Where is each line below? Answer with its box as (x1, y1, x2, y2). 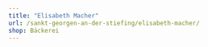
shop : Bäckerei (8, 26, 60, 34)
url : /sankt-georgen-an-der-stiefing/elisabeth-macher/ (8, 19, 200, 27)
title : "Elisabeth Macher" (8, 11, 99, 20)
